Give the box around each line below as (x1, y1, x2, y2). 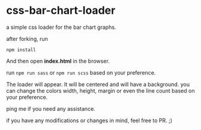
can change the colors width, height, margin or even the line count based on (6, 87, 195, 94)
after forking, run (6, 35, 48, 42)
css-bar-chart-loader (6, 4, 116, 17)
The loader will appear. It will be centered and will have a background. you (6, 81, 190, 88)
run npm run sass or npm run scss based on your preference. (6, 69, 156, 76)
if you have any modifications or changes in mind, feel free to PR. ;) (6, 117, 173, 124)
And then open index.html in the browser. (6, 57, 110, 64)
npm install (6, 46, 36, 53)
